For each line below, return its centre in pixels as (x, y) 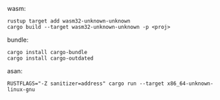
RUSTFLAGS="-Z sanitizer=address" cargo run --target (86, 84)
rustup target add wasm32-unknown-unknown (69, 21)
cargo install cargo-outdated (51, 58)
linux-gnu (21, 90)
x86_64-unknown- (190, 84)
